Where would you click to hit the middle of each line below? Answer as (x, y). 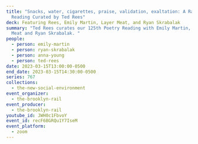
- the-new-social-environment (48, 88)
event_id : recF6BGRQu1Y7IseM (42, 121)
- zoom (19, 132)
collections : (22, 83)
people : (16, 39)
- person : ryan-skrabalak (43, 50)
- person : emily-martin (40, 45)
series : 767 (21, 77)
